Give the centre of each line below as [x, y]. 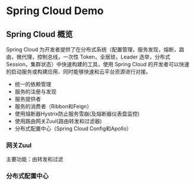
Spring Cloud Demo [55, 11]
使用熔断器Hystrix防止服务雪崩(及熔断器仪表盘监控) [77, 114]
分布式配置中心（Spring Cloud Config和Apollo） [73, 129]
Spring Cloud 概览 [40, 34]
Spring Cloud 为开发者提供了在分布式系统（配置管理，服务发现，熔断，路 [95, 49]
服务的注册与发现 [35, 92]
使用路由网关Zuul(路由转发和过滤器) [58, 121]
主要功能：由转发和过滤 [35, 159]
